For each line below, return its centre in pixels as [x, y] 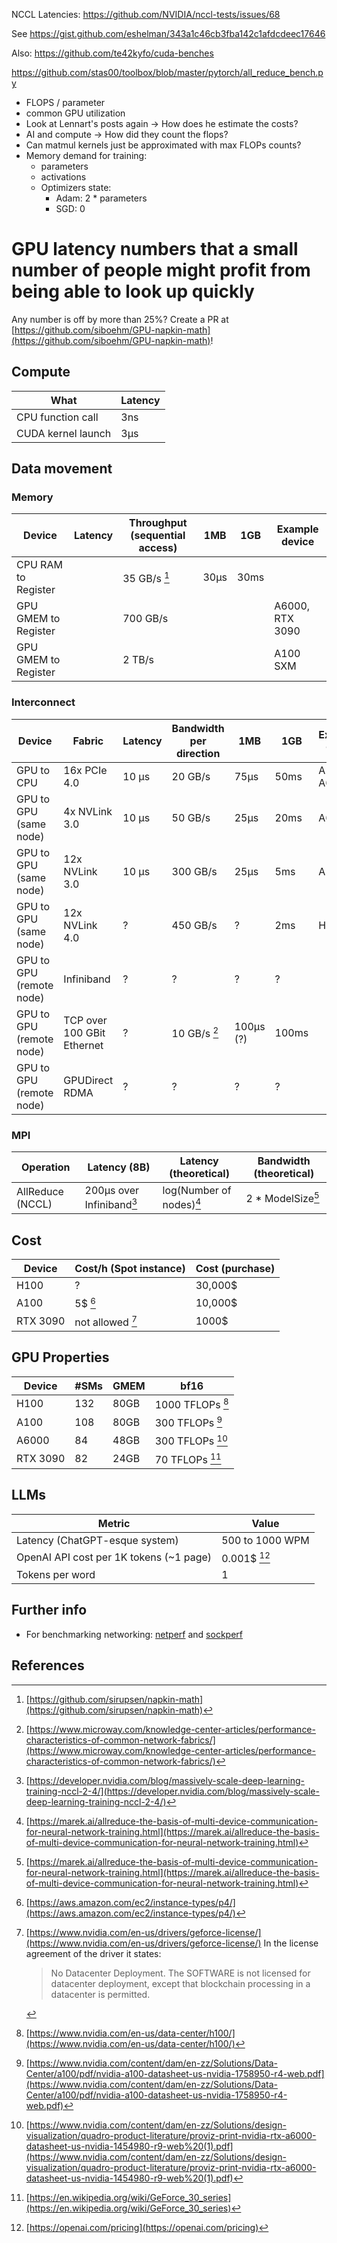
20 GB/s [191, 776]
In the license [291, 1943]
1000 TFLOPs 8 [191, 1403]
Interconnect [43, 702]
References [48, 1665]
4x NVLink [88, 811]
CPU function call [57, 417]
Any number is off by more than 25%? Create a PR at [120, 319]
